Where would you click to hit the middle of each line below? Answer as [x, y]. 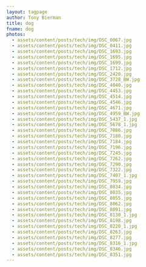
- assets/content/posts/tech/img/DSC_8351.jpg [72, 255]
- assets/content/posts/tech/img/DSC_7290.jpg [72, 164]
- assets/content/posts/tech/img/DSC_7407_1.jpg [75, 176]
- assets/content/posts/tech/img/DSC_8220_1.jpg [75, 226]
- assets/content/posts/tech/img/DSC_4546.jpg [72, 102]
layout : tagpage [27, 12]
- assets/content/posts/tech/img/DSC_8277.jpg [72, 237]
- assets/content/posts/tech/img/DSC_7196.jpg [72, 147]
